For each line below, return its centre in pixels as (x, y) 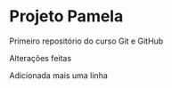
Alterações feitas (41, 58)
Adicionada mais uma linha (59, 75)
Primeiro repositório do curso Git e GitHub (86, 41)
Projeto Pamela (66, 16)
